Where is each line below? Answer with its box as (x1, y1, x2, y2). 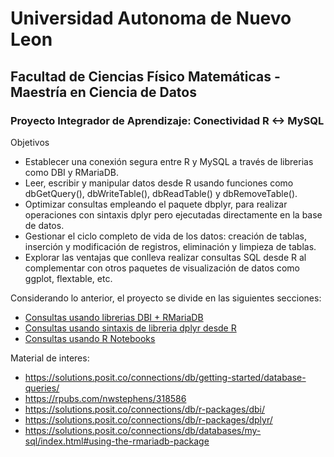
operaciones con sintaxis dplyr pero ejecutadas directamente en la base (24, 208, 323, 221)
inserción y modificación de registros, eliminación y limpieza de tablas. (24, 240, 317, 252)
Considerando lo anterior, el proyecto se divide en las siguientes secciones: (10, 292, 322, 304)
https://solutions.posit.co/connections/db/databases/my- (24, 424, 262, 436)
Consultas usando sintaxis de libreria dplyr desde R (24, 322, 237, 334)
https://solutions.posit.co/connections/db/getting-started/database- (24, 371, 307, 383)
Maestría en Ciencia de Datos (10, 83, 197, 101)
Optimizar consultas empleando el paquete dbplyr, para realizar (24, 198, 288, 210)
